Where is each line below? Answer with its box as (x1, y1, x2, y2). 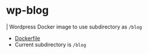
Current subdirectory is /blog (14, 41, 86, 48)
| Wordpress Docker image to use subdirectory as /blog (6, 23, 142, 30)
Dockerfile (14, 34, 40, 42)
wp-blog (6, 4, 49, 17)
